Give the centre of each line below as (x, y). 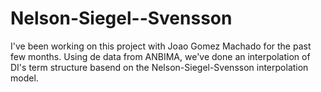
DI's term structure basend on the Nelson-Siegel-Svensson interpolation (159, 67)
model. (24, 78)
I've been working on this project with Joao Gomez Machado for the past (161, 46)
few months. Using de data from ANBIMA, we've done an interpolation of (160, 56)
